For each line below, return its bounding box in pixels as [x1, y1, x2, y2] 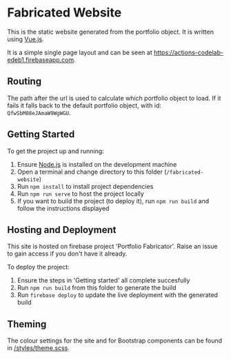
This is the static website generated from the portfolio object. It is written [7, 28, 214, 36]
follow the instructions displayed [17, 204, 110, 212]
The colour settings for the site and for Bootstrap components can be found [7, 336, 223, 345]
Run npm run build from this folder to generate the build [17, 284, 177, 292]
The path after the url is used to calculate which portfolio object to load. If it [7, 94, 221, 102]
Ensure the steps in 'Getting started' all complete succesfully [17, 276, 190, 285]
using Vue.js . [7, 34, 44, 43]
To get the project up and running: [7, 147, 105, 155]
